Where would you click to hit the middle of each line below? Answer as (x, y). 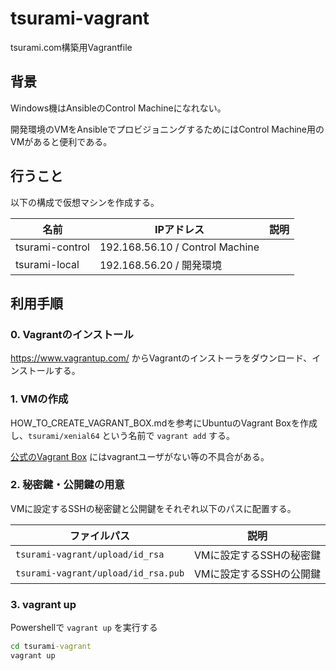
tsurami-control (52, 247)
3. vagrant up (43, 604)
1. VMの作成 (39, 399)
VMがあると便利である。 (61, 141)
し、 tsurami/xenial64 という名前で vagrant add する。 (123, 435)
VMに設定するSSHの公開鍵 (257, 574)
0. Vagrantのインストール (72, 334)
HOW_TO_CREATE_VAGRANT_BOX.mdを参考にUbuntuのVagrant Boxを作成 (164, 423)
